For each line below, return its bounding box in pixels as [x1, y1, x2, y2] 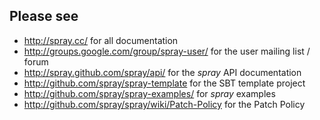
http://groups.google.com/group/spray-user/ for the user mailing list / [23, 45, 311, 57]
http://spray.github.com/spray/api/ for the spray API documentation [23, 66, 302, 78]
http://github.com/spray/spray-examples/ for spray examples [23, 87, 276, 99]
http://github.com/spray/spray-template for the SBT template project [23, 77, 306, 89]
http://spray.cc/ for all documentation [23, 34, 179, 46]
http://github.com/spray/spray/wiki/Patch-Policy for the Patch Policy [23, 98, 306, 110]
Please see [9, 8, 79, 25]
